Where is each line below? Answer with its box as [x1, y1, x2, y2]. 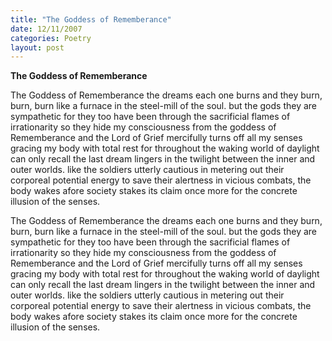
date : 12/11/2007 [10, 24, 83, 34]
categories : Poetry [10, 33, 92, 43]
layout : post [10, 42, 65, 53]
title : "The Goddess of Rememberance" [10, 14, 172, 25]
